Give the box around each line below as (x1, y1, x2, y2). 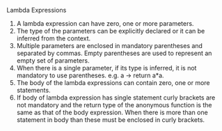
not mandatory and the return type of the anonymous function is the (16, 101, 212, 109)
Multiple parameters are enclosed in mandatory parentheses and (16, 42, 203, 49)
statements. (16, 86, 51, 94)
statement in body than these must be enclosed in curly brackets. (16, 116, 205, 124)
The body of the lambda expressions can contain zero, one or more (16, 79, 210, 86)
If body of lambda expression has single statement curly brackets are (16, 93, 216, 102)
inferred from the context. (16, 34, 91, 43)
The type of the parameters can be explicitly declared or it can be (16, 27, 205, 35)
